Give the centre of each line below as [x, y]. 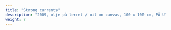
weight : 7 [16, 19]
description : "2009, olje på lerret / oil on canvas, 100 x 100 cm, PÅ [83, 15]
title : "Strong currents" [33, 10]
